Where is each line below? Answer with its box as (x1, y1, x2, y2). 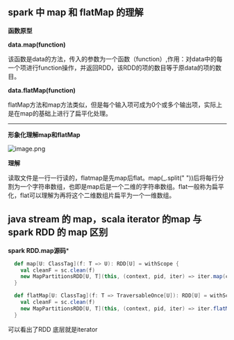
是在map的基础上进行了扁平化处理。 (8, 109, 112, 117)
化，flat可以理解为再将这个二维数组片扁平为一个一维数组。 (8, 191, 176, 199)
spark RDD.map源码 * (8, 246, 69, 254)
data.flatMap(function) (8, 86, 76, 94)
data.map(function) (8, 40, 66, 49)
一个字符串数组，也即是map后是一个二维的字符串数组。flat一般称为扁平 (19, 182, 224, 190)
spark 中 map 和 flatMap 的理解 (8, 6, 144, 19)
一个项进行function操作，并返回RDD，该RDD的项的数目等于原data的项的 (8, 63, 216, 72)
